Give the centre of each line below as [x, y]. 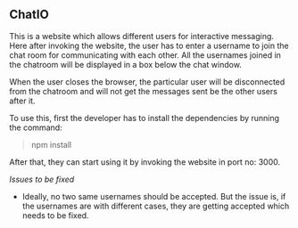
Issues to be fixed [42, 179]
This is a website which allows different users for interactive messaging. [142, 36]
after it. [22, 101]
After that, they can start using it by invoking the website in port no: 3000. [145, 162]
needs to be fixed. [55, 215]
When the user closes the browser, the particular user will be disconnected [147, 81]
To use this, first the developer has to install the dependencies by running [144, 118]
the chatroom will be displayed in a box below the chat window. [126, 64]
